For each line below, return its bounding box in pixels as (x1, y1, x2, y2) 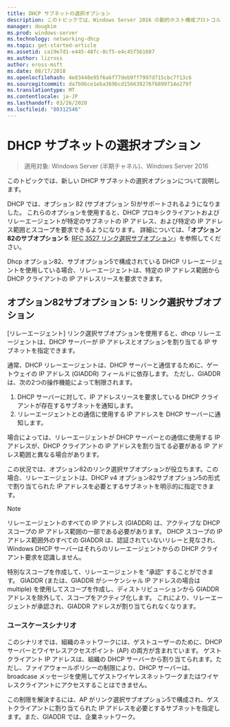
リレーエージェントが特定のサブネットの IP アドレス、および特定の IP (7, 217, 204, 225)
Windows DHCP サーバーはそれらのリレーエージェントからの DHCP (7, 544, 199, 552)
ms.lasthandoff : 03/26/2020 (7, 100, 88, 107)
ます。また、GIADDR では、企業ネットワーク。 (7, 713, 139, 721)
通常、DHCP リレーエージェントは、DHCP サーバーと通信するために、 (7, 360, 207, 369)
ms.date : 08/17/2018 (7, 67, 67, 74)
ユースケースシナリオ (7, 620, 77, 630)
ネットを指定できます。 (12, 346, 79, 354)
